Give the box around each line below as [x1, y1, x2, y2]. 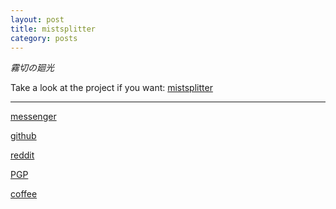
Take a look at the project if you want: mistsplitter [10, 82, 213, 94]
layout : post [10, 14, 65, 25]
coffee [10, 188, 38, 200]
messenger [10, 111, 57, 123]
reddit [10, 149, 35, 161]
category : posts [10, 33, 78, 43]
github [10, 130, 37, 142]
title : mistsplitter [10, 24, 97, 34]
